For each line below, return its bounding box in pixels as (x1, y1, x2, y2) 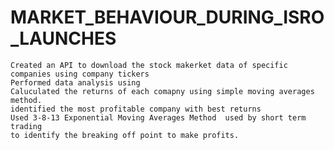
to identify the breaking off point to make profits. (10, 130, 240, 140)
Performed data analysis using (10, 77, 141, 88)
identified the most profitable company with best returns (10, 104, 262, 114)
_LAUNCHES (10, 27, 117, 50)
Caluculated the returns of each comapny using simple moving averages (10, 86, 315, 96)
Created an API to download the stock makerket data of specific (10, 60, 288, 70)
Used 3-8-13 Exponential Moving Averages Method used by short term (10, 112, 307, 123)
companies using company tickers (10, 69, 150, 79)
